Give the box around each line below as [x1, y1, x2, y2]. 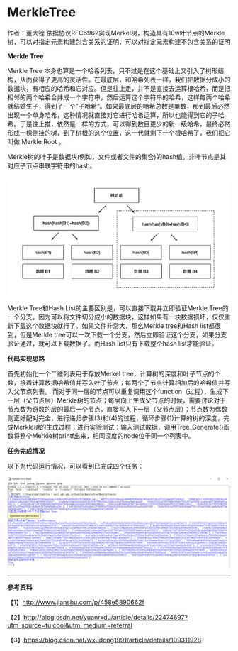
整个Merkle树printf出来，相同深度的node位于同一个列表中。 [19, 432, 195, 440]
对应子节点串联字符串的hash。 [7, 161, 96, 170]
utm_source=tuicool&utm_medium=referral [7, 621, 132, 630]
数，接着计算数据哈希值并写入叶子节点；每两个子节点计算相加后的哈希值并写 [7, 378, 231, 387]
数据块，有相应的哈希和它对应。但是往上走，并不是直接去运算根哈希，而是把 [7, 84, 231, 92]
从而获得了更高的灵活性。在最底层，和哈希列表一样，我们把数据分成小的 [19, 75, 231, 84]
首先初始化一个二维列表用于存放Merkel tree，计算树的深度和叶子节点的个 [7, 370, 221, 378]
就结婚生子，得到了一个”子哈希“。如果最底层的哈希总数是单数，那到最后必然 [7, 102, 230, 110]
